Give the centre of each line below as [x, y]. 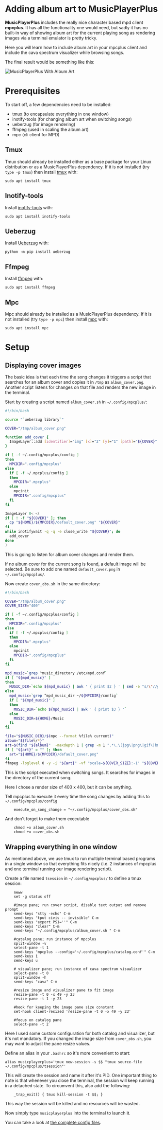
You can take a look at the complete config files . [53, 1123]
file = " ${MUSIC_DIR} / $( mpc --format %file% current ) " [59, 736]
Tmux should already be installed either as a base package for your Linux [78, 161]
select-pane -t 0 [31, 973]
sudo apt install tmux [28, 181]
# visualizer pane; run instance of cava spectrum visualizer [78, 969]
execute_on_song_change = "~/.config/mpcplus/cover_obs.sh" [76, 810]
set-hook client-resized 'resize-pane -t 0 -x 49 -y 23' [73, 1012]
